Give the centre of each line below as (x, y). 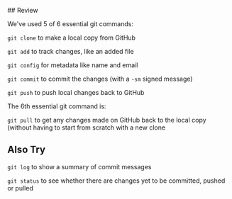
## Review (23, 10)
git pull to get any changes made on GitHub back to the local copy (107, 120)
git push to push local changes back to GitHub (76, 92)
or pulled (20, 188)
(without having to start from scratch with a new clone (86, 127)
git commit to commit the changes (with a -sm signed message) (100, 79)
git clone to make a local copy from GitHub (72, 38)
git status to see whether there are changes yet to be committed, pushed (116, 181)
